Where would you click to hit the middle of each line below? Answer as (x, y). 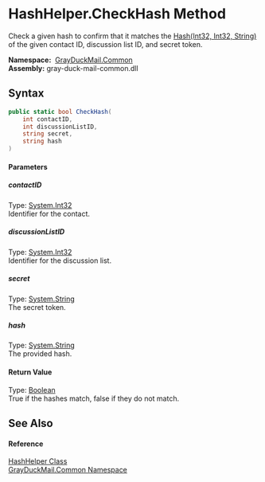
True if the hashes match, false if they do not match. (94, 398)
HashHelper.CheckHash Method (117, 14)
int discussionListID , (60, 127)
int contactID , (48, 119)
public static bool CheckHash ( (60, 112)
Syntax (26, 94)
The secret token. (37, 307)
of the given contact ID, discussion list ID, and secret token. (105, 44)
